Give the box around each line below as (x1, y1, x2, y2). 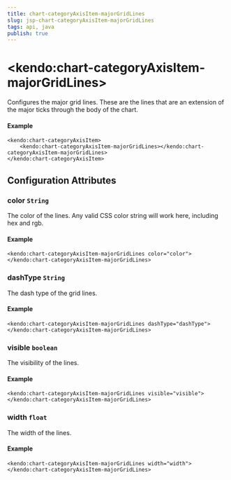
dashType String (7, 273, 65, 282)
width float (7, 413, 47, 423)
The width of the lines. (7, 428, 72, 437)
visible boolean (7, 343, 58, 352)
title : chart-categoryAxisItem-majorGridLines (7, 10, 145, 18)
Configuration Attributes (7, 174, 117, 186)
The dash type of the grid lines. (7, 289, 98, 297)
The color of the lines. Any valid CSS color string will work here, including (7, 212, 218, 220)
